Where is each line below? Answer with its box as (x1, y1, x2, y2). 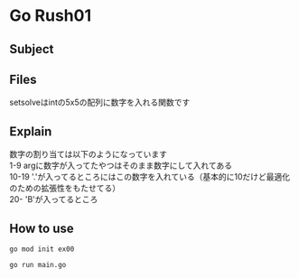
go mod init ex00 (9, 245, 75, 254)
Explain (9, 124, 52, 139)
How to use (9, 220, 74, 236)
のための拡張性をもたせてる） (9, 182, 120, 194)
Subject (9, 42, 54, 57)
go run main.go (9, 261, 67, 270)
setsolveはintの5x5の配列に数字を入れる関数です (9, 97, 191, 108)
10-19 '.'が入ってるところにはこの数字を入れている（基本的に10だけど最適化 (9, 171, 291, 182)
